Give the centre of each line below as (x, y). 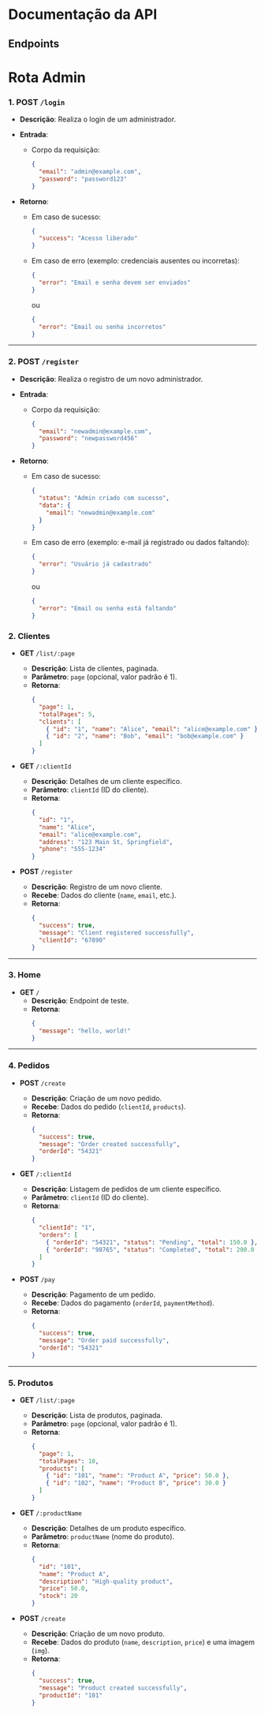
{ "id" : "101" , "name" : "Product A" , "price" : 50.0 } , (138, 1476)
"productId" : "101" (70, 1695)
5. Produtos (31, 1383)
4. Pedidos (29, 1066)
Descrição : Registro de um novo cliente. (97, 887)
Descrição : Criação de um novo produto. (98, 1634)
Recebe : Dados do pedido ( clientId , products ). (109, 1107)
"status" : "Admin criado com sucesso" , (104, 499)
